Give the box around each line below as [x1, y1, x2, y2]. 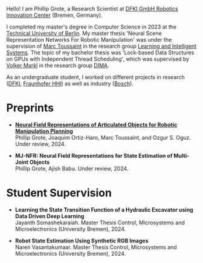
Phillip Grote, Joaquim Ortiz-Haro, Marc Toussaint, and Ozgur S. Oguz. [14, 134, 192, 141]
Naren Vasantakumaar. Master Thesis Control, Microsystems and [14, 243, 177, 250]
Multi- [173, 152, 190, 159]
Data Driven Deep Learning [14, 212, 85, 219]
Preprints [6, 101, 54, 115]
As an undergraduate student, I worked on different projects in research [6, 74, 185, 80]
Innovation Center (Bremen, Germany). [6, 11, 103, 19]
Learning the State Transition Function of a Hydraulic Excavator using [14, 206, 193, 213]
